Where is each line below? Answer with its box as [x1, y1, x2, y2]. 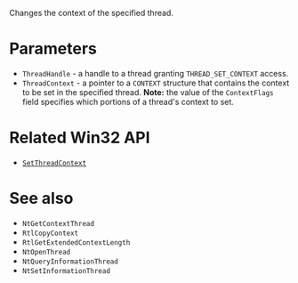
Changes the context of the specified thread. [9, 8, 173, 18]
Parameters [9, 39, 98, 59]
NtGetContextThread [21, 219, 95, 228]
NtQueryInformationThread [21, 257, 118, 266]
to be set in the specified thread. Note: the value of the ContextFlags [21, 86, 274, 97]
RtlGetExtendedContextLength [21, 238, 131, 247]
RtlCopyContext [21, 229, 79, 238]
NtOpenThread [21, 247, 71, 256]
